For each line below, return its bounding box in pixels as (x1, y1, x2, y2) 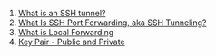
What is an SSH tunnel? (17, 8, 106, 18)
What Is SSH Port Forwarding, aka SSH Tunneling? (17, 17, 207, 28)
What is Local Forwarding (17, 27, 114, 37)
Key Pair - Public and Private (17, 36, 125, 47)
